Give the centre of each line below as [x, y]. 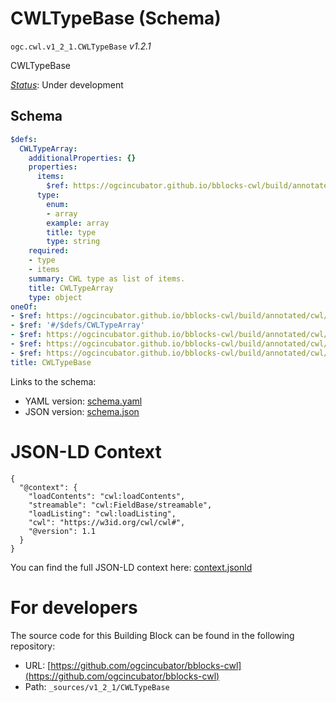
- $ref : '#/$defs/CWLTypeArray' [77, 325]
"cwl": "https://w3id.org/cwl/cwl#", [107, 522]
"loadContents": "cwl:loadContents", [107, 496]
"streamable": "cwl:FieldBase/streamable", [120, 505]
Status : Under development [67, 84]
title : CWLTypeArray [71, 288]
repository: [33, 646]
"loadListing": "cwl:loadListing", [102, 513]
